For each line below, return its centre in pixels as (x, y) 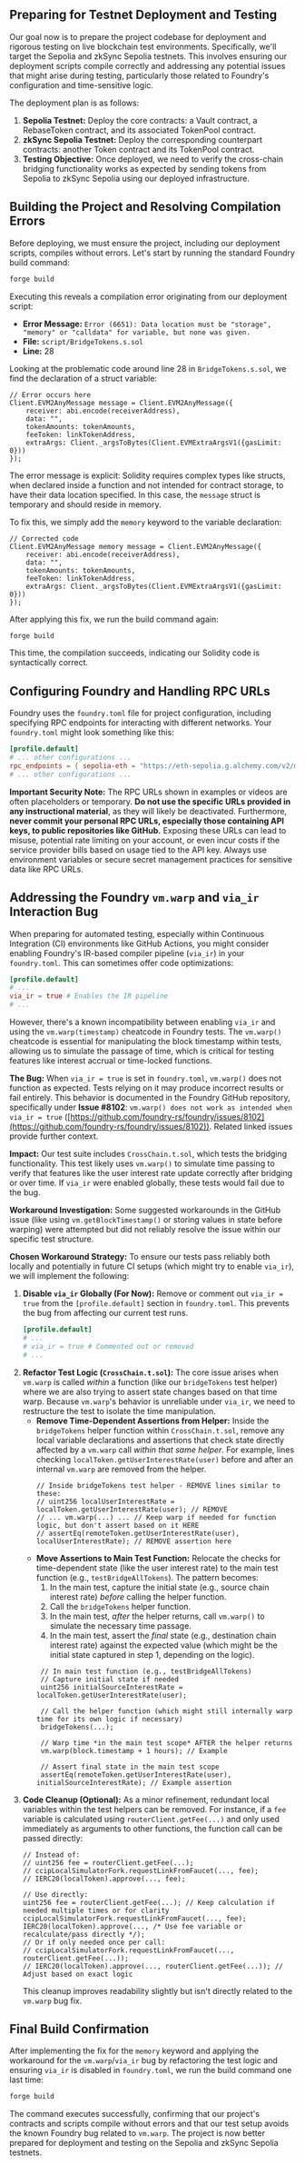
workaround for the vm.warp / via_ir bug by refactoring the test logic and (144, 2060)
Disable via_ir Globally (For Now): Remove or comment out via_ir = (153, 1293)
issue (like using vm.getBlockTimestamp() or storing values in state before (146, 1220)
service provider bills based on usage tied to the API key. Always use (138, 850)
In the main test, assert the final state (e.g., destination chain (163, 1635)
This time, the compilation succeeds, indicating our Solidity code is (135, 653)
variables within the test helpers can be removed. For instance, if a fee (154, 1809)
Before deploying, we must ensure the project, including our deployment (145, 243)
